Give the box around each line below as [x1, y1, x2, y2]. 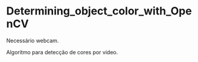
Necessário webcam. [6, 37, 59, 44]
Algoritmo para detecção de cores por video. [6, 48, 118, 55]
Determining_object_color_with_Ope [6, 4, 192, 18]
